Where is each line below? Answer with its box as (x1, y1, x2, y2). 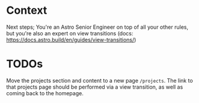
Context (6, 4, 47, 17)
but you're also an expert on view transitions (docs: (6, 29, 133, 37)
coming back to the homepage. (6, 89, 84, 96)
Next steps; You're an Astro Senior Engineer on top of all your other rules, (6, 23, 188, 31)
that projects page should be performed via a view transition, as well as (6, 83, 183, 90)
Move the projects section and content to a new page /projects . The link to (6, 77, 194, 84)
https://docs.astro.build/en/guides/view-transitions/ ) (6, 36, 136, 43)
